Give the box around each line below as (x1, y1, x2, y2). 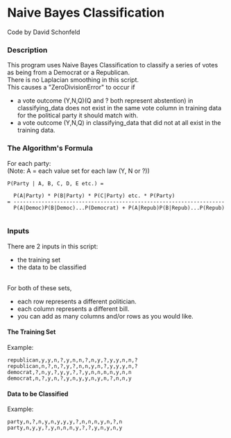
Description (7, 45, 48, 55)
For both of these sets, (7, 283, 72, 292)
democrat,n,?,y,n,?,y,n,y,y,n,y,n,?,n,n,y (7, 375, 132, 382)
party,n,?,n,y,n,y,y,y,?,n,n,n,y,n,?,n (7, 419, 123, 426)
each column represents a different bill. (17, 304, 130, 313)
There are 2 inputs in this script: (7, 242, 99, 251)
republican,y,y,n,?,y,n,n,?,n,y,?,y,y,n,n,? (7, 357, 138, 364)
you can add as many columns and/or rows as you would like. (17, 312, 194, 320)
